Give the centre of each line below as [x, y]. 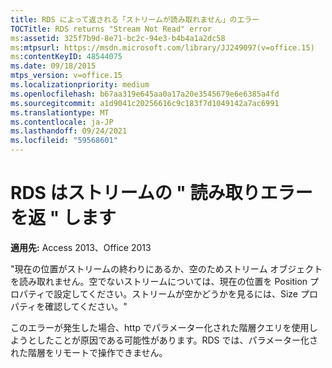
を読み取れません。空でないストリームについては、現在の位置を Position [159, 281]
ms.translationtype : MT [60, 112]
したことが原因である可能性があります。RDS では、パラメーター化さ [177, 340]
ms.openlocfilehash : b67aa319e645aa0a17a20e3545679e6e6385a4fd [145, 94]
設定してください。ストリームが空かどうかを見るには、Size [175, 293]
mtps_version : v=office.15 [66, 76]
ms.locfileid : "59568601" [64, 141]
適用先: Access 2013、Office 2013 [81, 247]
